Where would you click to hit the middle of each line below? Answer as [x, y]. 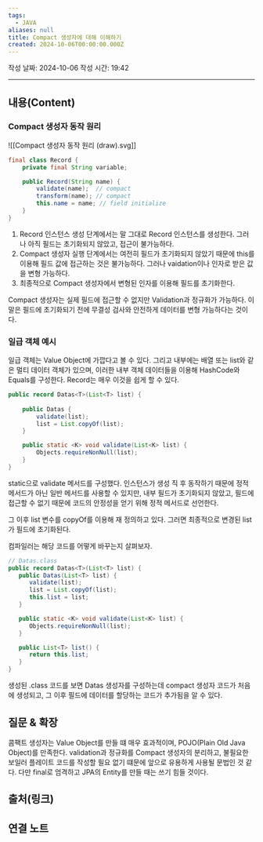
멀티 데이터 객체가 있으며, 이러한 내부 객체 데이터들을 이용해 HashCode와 [128, 370]
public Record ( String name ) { [72, 181]
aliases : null [31, 30]
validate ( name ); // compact [84, 189]
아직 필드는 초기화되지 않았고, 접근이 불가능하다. [101, 243]
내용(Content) [42, 102]
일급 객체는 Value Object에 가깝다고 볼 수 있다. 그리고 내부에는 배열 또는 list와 [127, 360]
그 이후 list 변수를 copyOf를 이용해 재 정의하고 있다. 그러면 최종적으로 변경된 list [130, 519]
